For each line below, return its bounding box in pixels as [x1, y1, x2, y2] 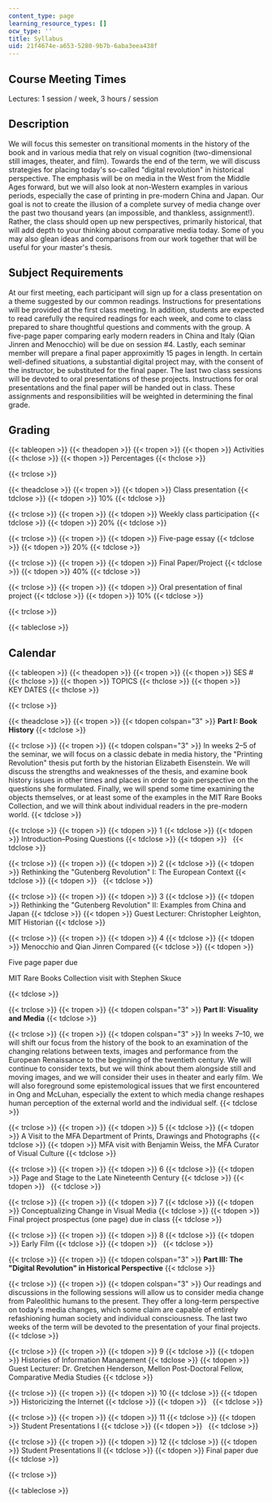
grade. [8, 400, 31, 409]
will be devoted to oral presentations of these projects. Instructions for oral [8, 374, 258, 383]
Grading [8, 423, 50, 437]
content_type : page [8, 11, 75, 20]
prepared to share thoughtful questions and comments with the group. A [8, 322, 251, 331]
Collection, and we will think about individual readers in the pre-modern [8, 801, 248, 811]
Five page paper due [8, 958, 79, 968]
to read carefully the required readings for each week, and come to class [8, 314, 253, 323]
